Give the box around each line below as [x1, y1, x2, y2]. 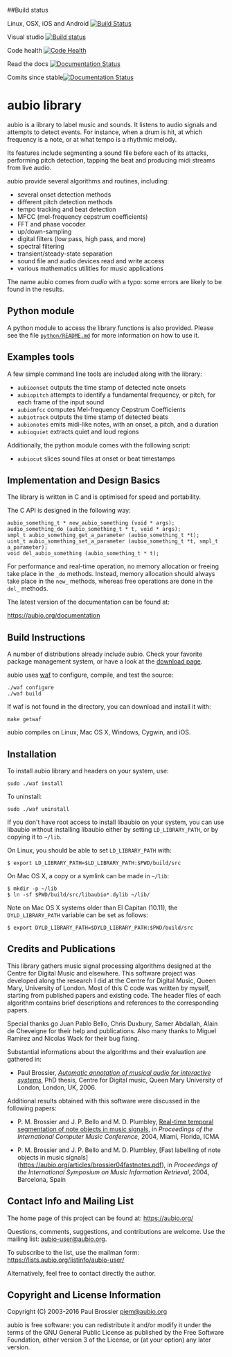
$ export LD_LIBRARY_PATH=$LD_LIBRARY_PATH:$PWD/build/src [7, 860, 181, 866]
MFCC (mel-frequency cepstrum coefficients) [17, 212, 148, 221]
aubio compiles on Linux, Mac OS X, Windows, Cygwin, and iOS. [7, 728, 191, 737]
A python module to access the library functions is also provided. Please [7, 323, 214, 332]
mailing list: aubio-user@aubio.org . [7, 1235, 107, 1243]
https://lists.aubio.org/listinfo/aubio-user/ [7, 1256, 125, 1264]
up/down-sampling [17, 227, 72, 236]
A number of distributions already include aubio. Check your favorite [7, 650, 203, 659]
